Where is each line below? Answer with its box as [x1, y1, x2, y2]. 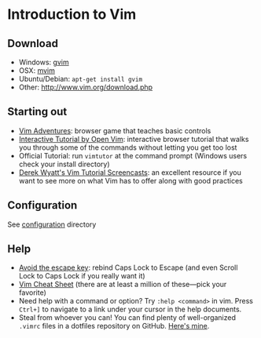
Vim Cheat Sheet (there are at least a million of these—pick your [18, 280, 227, 289]
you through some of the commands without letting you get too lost [18, 143, 237, 152]
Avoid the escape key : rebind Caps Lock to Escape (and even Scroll [18, 263, 238, 272]
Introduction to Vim [7, 5, 137, 24]
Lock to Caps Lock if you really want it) [18, 271, 146, 281]
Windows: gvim [18, 57, 69, 67]
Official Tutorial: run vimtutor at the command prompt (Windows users [18, 151, 248, 160]
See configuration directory [7, 220, 97, 229]
